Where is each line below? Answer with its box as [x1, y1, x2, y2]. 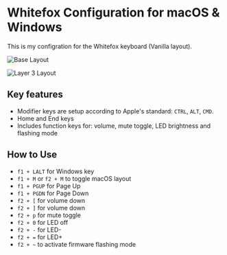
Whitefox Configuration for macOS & [7, 5, 220, 21]
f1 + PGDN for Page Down [16, 189, 89, 197]
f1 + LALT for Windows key [16, 167, 95, 175]
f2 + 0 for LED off [16, 218, 69, 226]
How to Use [7, 149, 58, 161]
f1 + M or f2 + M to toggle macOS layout [16, 174, 132, 183]
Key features [7, 89, 63, 100]
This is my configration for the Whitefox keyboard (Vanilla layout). [7, 42, 192, 50]
